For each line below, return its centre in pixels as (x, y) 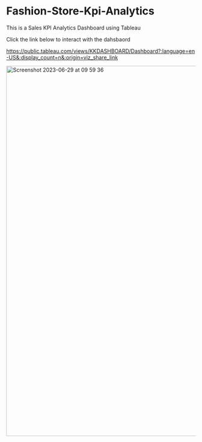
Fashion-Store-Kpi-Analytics (80, 11)
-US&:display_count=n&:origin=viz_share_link (62, 57)
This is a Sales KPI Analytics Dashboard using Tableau (74, 28)
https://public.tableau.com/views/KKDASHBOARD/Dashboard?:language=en (101, 51)
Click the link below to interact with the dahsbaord (68, 39)
